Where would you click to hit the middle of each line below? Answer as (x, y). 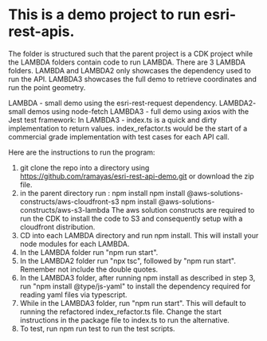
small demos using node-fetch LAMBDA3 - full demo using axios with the (129, 111)
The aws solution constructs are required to (183, 210)
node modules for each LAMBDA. (75, 244)
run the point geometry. (47, 87)
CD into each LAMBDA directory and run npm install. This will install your (139, 235)
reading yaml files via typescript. (73, 294)
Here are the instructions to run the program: (82, 152)
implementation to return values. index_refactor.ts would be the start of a (128, 128)
